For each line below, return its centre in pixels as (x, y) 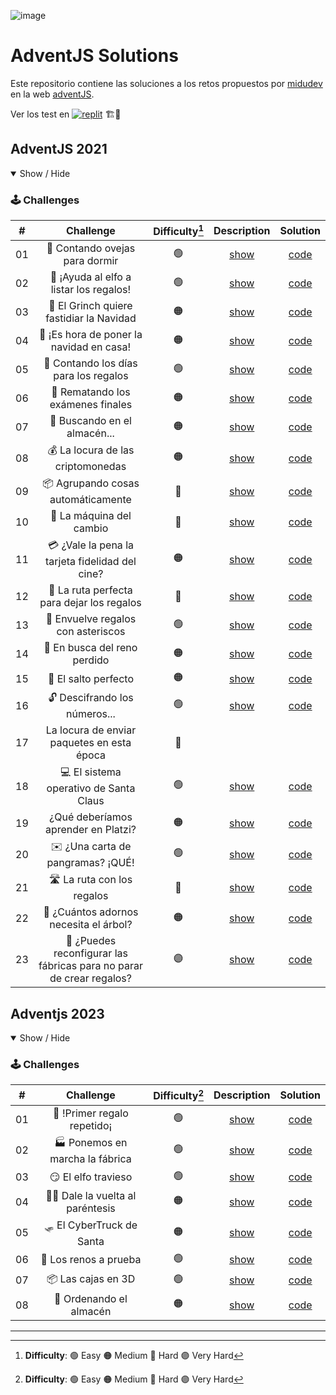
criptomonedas (90, 467)
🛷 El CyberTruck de (90, 1225)
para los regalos (91, 376)
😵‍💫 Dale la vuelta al (91, 1195)
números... (90, 714)
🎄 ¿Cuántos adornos (91, 912)
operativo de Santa (91, 788)
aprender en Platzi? (90, 830)
